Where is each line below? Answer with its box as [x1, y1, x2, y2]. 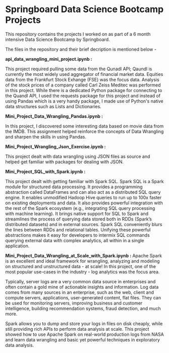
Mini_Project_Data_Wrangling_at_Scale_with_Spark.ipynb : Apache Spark [5, 252, 162, 258]
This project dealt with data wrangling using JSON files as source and [5, 153, 150, 159]
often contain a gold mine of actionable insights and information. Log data [5, 284, 159, 290]
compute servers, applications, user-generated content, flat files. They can [5, 294, 161, 300]
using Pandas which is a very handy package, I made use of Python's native [5, 98, 163, 104]
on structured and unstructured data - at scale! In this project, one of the [5, 263, 156, 269]
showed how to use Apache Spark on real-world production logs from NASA [5, 331, 164, 337]
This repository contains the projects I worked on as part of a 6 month [5, 31, 151, 37]
